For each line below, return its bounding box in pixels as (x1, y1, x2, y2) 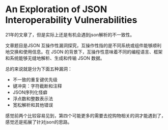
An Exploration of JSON (5, 4, 107, 15)
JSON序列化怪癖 (12, 89, 48, 95)
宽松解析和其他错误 (12, 102, 53, 108)
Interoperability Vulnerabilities (5, 14, 137, 26)
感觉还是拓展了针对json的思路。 (5, 119, 72, 125)
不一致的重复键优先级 (12, 76, 58, 82)
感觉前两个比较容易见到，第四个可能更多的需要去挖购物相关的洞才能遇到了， (5, 112, 166, 118)
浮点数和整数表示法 (12, 95, 53, 102)
